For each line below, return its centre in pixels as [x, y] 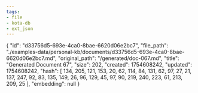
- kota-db [19, 23]
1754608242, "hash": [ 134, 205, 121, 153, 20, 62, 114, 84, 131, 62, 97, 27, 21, [99, 71]
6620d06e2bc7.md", [31, 58]
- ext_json [20, 28]
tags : [13, 12]
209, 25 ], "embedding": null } [43, 84]
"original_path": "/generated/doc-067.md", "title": [118, 58]
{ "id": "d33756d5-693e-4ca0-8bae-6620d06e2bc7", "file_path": [87, 46]
